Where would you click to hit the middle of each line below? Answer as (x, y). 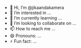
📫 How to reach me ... (32, 29)
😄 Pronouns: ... (26, 36)
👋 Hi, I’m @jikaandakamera (37, 8)
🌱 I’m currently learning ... (36, 18)
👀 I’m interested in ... (30, 13)
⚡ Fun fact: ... (23, 41)
